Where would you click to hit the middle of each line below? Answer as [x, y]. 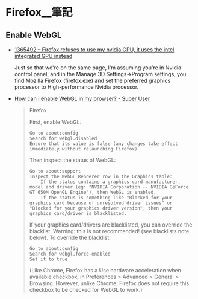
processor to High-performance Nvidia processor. [76, 87]
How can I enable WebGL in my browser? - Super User [82, 98]
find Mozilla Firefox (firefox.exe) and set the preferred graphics [92, 80]
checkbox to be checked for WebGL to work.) [86, 290]
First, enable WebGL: [55, 122]
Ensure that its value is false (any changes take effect [104, 144]
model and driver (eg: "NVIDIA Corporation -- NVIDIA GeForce [109, 187]
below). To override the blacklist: [70, 237]
